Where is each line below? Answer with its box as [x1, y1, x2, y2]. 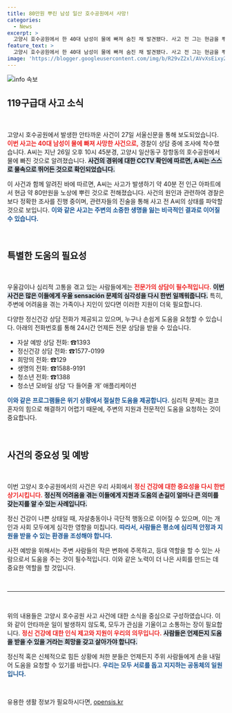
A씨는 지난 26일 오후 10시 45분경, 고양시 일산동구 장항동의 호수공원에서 [27, 147, 220, 156]
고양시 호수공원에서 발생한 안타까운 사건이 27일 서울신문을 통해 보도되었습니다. [7, 130, 219, 138]
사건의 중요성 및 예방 [7, 449, 89, 461]
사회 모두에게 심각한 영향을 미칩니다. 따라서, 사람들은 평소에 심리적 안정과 [19, 523, 216, 532]
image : [7, 55, 26, 62]
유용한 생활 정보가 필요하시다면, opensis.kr [7, 698, 124, 706]
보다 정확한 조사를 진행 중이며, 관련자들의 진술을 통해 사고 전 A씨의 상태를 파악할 [7, 197, 223, 205]
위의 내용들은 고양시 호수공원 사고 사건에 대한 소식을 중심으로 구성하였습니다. [7, 612, 214, 620]
